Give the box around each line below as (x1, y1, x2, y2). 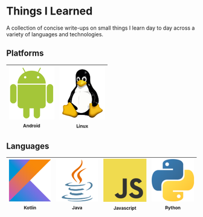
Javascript (113, 206, 137, 212)
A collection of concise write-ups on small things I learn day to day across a (6, 24, 195, 31)
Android (23, 123, 40, 129)
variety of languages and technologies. (6, 30, 104, 37)
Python (165, 205, 181, 211)
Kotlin (24, 204, 37, 211)
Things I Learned (6, 4, 93, 18)
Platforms (6, 48, 44, 59)
